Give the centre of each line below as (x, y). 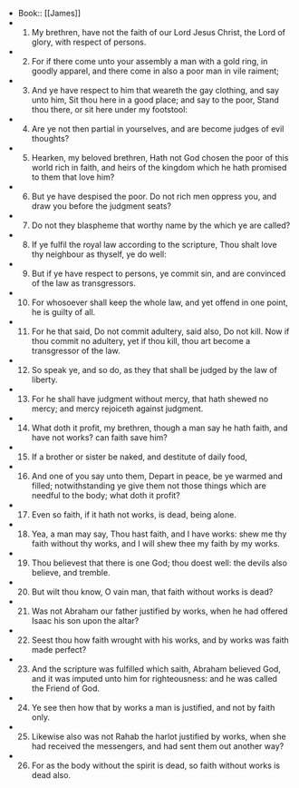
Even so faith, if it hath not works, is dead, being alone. (134, 515)
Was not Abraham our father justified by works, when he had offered (159, 611)
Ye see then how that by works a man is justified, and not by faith (153, 708)
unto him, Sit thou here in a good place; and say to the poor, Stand (155, 100)
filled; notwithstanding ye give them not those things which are (149, 486)
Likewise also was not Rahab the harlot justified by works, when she (159, 736)
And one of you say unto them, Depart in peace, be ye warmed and (157, 476)
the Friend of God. (66, 688)
